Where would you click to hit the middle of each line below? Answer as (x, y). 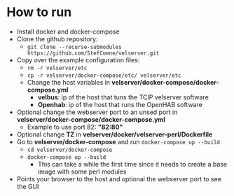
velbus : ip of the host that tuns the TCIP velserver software (123, 97)
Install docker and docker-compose (68, 31)
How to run (39, 12)
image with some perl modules (82, 171)
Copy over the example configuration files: (78, 59)
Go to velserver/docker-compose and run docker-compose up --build (118, 141)
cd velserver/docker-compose (70, 150)
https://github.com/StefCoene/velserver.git (93, 53)
